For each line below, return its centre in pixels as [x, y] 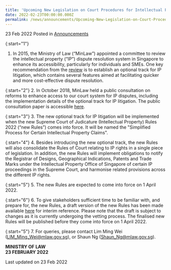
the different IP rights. [28, 175]
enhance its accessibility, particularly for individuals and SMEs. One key [88, 65]
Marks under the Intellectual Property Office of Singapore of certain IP [79, 164]
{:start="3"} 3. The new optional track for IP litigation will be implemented [82, 116]
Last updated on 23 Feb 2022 [36, 262]
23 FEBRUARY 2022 [27, 252]
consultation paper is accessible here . [45, 107]
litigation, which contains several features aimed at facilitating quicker [86, 75]
